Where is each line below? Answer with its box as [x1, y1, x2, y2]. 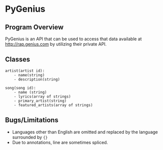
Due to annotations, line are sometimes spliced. [12, 139, 108, 145]
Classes [5, 55, 30, 64]
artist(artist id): [5, 68, 45, 73]
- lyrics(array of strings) [14, 94, 71, 99]
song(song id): [5, 85, 36, 90]
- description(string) [14, 77, 60, 82]
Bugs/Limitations [5, 116, 59, 125]
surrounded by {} [12, 134, 48, 140]
